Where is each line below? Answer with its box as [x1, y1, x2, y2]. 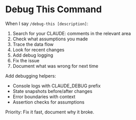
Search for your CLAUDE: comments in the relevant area [12, 30, 131, 36]
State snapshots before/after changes [12, 88, 93, 94]
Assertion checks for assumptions [12, 99, 85, 105]
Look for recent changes [12, 46, 65, 53]
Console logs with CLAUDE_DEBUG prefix [12, 83, 101, 89]
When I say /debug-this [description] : [5, 20, 89, 27]
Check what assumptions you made [12, 36, 88, 42]
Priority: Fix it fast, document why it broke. [5, 109, 94, 115]
